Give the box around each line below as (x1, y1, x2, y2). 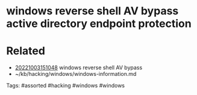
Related (6, 44, 45, 58)
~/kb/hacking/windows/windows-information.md (14, 71, 137, 78)
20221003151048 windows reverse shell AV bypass (14, 64, 143, 71)
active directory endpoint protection (6, 17, 192, 30)
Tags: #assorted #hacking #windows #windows (6, 82, 125, 89)
